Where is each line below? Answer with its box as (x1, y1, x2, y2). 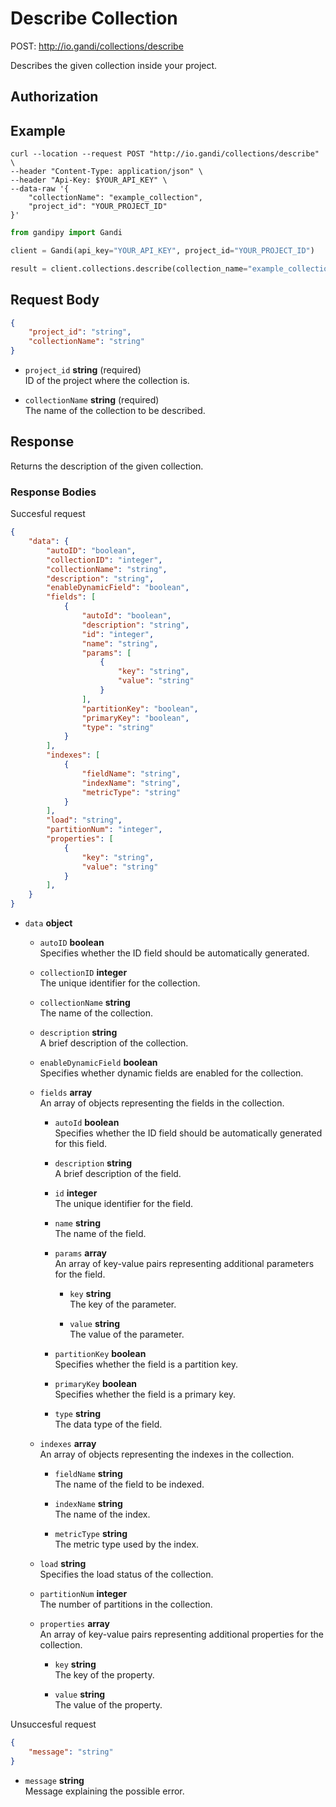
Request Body (10, 292, 100, 309)
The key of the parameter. (69, 1298, 177, 1311)
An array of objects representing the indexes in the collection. (39, 1448, 295, 1461)
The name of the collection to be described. (24, 405, 206, 417)
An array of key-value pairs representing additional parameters (54, 1258, 315, 1270)
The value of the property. (54, 1699, 163, 1711)
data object (24, 917, 73, 929)
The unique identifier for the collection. (39, 977, 201, 989)
